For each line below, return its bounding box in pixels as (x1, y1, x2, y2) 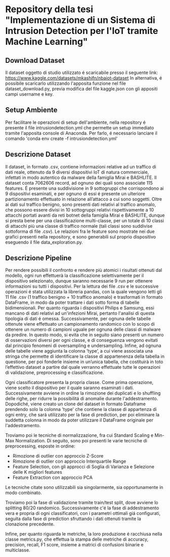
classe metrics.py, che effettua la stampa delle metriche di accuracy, (5, 536, 149, 542)
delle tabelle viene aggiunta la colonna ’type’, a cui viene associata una (5, 348, 153, 354)
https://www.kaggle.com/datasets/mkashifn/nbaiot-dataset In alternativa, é (5, 75, 162, 81)
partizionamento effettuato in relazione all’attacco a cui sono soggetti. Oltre (5, 196, 162, 202)
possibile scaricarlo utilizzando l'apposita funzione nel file (5, 80, 126, 86)
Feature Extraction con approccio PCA (12, 474, 93, 480)
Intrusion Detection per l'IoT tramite (5, 25, 158, 37)
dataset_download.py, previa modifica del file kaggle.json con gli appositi (5, 86, 158, 92)
